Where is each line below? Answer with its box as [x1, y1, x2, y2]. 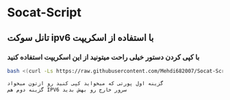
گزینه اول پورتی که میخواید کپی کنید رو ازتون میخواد [7, 80, 164, 86]
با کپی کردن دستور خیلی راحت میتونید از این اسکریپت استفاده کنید [7, 52, 200, 62]
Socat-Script [7, 5, 82, 20]
